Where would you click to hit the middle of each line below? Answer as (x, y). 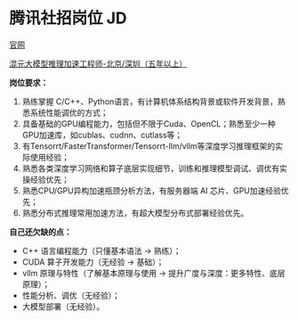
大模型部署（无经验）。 (63, 306)
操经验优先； (45, 179)
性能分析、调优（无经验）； (71, 295)
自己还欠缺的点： (40, 232)
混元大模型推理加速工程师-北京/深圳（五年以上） (98, 63)
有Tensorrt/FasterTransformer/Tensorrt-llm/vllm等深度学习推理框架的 (149, 146)
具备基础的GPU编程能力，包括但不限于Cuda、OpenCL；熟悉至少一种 (149, 123)
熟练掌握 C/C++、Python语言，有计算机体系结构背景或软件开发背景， (150, 101)
